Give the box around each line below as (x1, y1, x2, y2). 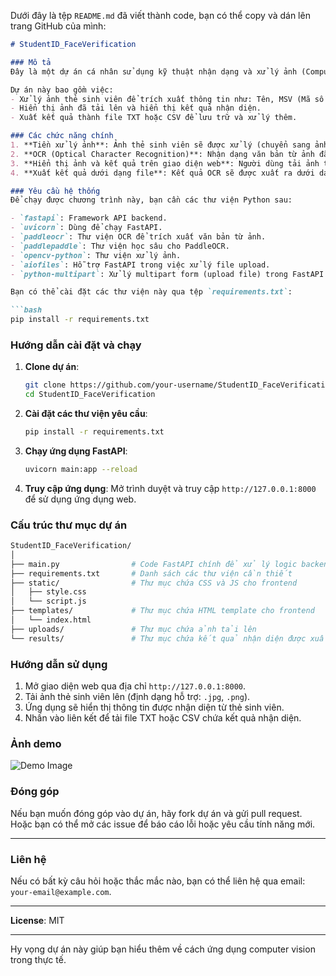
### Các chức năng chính (10, 131, 114, 141)
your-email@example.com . (10, 885, 112, 897)
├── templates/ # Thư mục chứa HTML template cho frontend (10, 606, 315, 616)
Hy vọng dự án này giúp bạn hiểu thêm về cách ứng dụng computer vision (10, 943, 316, 955)
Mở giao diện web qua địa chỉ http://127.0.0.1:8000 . (24, 680, 246, 692)
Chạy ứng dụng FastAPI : (24, 445, 128, 457)
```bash (10, 305, 43, 315)
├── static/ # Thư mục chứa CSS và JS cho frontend (10, 578, 298, 588)
